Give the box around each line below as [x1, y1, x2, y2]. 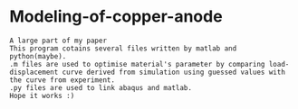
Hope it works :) [9, 91, 75, 100]
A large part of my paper [9, 36, 107, 45]
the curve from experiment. [9, 75, 116, 85]
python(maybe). [9, 51, 67, 60]
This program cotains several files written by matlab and [9, 43, 237, 53]
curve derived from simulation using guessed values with [62, 68, 285, 77]
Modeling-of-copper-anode [9, 6, 224, 27]
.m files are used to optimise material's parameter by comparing [9, 59, 265, 68]
